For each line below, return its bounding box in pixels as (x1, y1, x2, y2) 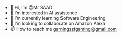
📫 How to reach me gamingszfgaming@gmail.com (10, 26, 117, 32)
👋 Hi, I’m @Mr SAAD (10, 5, 52, 10)
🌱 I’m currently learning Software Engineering (10, 15, 106, 21)
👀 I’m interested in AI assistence (10, 10, 77, 16)
